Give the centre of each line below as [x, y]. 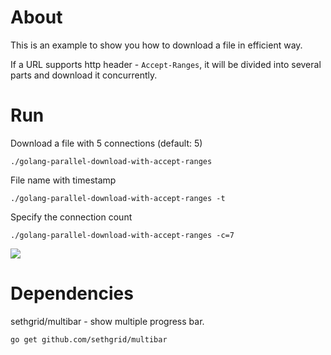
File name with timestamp [63, 180]
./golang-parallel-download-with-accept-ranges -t [118, 198]
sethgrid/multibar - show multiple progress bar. [107, 321]
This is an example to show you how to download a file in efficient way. [156, 45]
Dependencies [72, 293]
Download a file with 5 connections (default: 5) [106, 143]
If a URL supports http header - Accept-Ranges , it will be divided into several [166, 64]
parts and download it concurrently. [84, 75]
